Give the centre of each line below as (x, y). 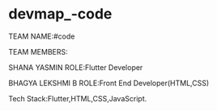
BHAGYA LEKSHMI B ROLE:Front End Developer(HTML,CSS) (109, 83)
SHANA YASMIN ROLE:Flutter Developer (76, 67)
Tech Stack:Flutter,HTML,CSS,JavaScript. (78, 98)
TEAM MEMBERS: (38, 51)
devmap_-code (60, 14)
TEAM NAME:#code (42, 36)
